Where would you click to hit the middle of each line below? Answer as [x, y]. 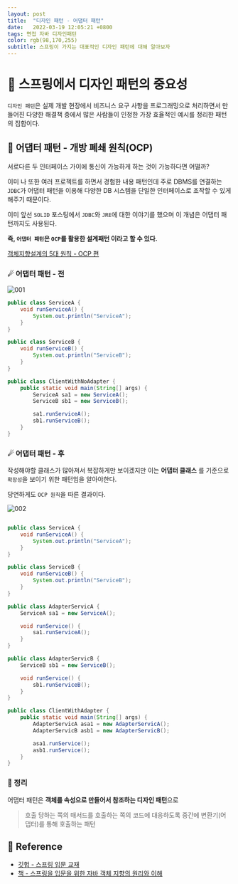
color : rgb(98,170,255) [43, 41]
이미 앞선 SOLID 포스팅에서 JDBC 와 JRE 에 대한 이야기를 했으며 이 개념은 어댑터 [114, 214]
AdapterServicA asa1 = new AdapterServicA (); [102, 724]
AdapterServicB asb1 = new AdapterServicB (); [102, 730]
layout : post [27, 14]
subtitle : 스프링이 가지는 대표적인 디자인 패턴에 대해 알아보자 [89, 47]
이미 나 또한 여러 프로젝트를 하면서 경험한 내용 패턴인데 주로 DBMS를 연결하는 [115, 181]
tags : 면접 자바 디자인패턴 [42, 34]
